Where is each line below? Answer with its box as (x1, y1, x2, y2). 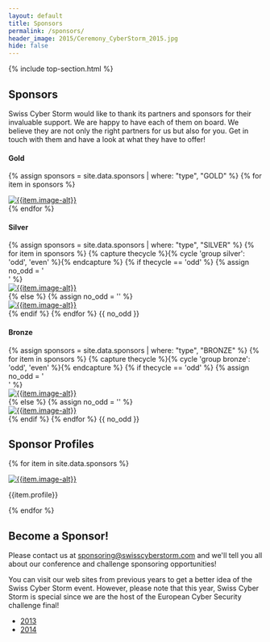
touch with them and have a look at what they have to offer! (8, 134, 206, 144)
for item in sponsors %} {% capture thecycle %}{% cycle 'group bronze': (8, 354, 251, 363)
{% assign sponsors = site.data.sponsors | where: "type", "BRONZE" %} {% (8, 345, 260, 355)
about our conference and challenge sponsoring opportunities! (8, 559, 217, 569)
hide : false (8, 42, 48, 50)
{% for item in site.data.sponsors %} (8, 459, 129, 468)
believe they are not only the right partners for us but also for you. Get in (8, 126, 249, 136)
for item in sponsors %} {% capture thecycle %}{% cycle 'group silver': (8, 249, 246, 258)
